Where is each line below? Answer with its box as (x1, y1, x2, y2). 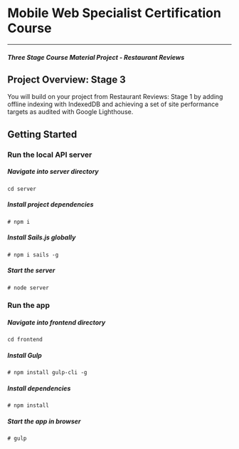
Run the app (7, 301, 50, 311)
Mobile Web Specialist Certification (7, 5, 222, 21)
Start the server (7, 266, 55, 275)
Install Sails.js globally (7, 233, 76, 242)
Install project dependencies (7, 200, 94, 209)
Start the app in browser (7, 417, 81, 425)
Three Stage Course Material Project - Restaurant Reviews (7, 53, 185, 61)
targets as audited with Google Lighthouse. (7, 108, 134, 116)
